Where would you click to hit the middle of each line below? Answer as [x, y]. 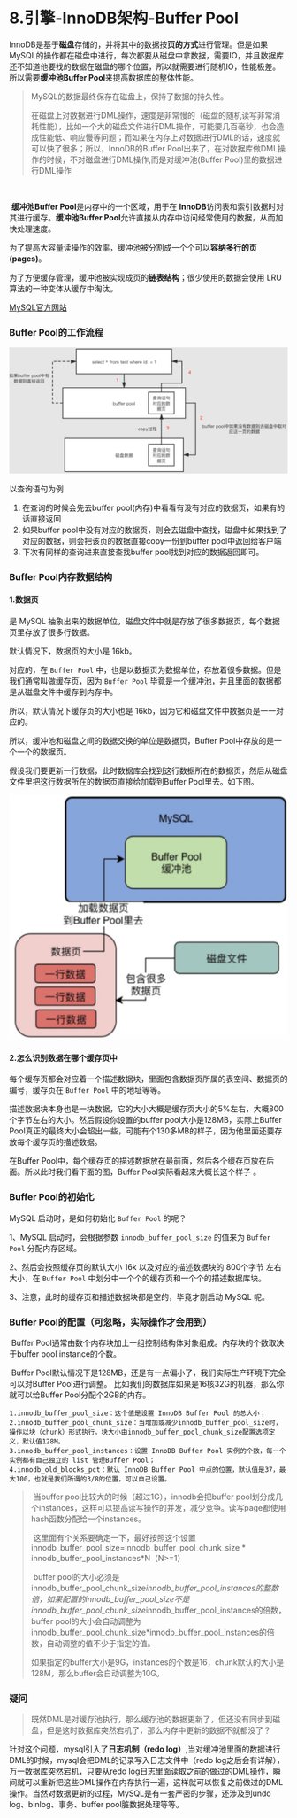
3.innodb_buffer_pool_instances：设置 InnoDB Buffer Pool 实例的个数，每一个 [148, 1451]
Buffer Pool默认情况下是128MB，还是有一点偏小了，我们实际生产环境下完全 [148, 1373]
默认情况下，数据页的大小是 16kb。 [73, 651]
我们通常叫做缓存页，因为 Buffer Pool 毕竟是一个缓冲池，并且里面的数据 [141, 681]
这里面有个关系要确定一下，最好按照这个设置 [114, 1538]
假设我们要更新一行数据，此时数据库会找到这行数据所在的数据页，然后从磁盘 [148, 770]
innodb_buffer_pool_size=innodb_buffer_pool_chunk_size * [138, 1548]
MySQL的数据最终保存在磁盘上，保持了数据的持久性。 [129, 96]
